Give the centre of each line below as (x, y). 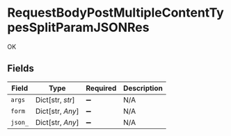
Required (101, 88)
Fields (21, 68)
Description (143, 88)
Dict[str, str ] (55, 100)
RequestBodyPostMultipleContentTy (115, 13)
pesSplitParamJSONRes (78, 27)
